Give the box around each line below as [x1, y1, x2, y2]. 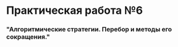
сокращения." [6, 33, 50, 41]
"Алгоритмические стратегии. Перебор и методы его [6, 25, 173, 34]
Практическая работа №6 [6, 4, 143, 17]
